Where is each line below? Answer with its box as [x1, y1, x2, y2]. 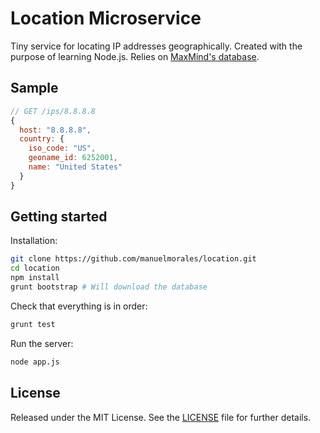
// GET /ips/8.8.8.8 [10, 106, 97, 116]
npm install [10, 273, 60, 283]
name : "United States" [28, 162, 123, 172]
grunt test [10, 319, 56, 329]
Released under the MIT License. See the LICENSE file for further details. [10, 411, 312, 423]
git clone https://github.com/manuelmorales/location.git [10, 254, 257, 264]
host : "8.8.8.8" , [19, 125, 92, 135]
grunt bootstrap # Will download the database [10, 282, 208, 292]
